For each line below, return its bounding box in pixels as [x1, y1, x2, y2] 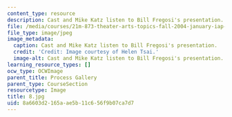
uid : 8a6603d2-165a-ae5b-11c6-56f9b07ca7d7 [7, 100, 135, 107]
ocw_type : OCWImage [7, 67, 64, 74]
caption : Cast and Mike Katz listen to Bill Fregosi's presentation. [13, 42, 217, 49]
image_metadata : [7, 36, 54, 43]
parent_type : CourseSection [7, 81, 88, 87]
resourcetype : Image [7, 87, 67, 94]
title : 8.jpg [7, 94, 45, 100]
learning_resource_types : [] [7, 61, 91, 68]
